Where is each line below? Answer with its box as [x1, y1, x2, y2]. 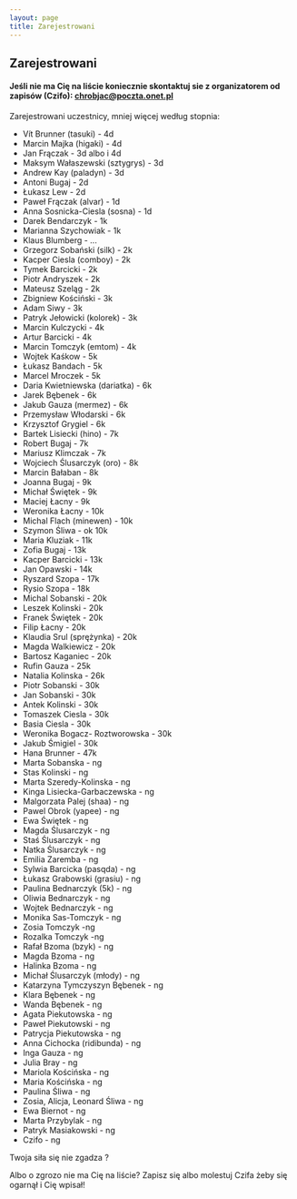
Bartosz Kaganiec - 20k [22, 651, 112, 662]
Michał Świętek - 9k [22, 486, 98, 497]
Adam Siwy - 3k [22, 302, 84, 314]
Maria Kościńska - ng [22, 1076, 103, 1088]
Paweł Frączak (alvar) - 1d [22, 197, 121, 208]
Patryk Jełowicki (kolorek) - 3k [22, 312, 138, 323]
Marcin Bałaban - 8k [22, 467, 99, 478]
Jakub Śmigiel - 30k [22, 738, 98, 749]
